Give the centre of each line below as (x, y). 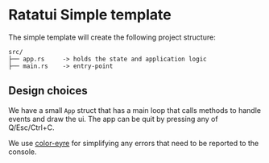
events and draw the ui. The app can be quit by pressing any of (114, 119)
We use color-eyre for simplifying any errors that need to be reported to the (134, 143)
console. (23, 152)
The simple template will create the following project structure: (112, 37)
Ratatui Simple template (90, 15)
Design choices (48, 91)
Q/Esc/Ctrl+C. (31, 127)
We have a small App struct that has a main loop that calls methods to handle (135, 110)
